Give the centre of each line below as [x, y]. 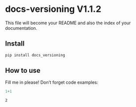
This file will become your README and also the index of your [68, 23]
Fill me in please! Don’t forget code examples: [52, 82]
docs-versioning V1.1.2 [53, 9]
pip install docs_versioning [35, 55]
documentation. [21, 28]
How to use [23, 71]
